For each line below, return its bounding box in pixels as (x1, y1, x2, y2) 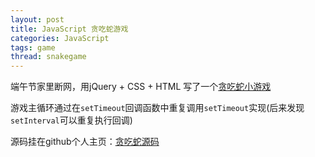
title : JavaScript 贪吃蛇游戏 (10, 24, 129, 34)
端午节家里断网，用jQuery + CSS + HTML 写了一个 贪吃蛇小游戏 (10, 81, 272, 93)
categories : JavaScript (10, 33, 110, 43)
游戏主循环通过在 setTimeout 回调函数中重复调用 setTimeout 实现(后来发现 (10, 102, 305, 114)
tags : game (10, 42, 56, 53)
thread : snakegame (10, 52, 87, 62)
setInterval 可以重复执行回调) (10, 114, 133, 126)
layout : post (10, 14, 65, 25)
